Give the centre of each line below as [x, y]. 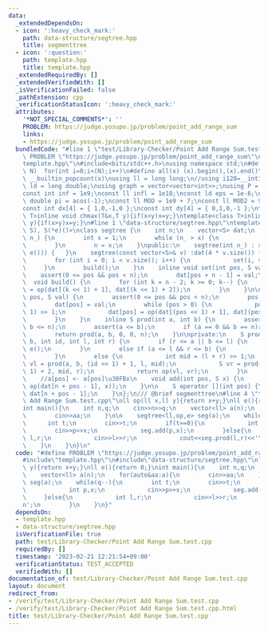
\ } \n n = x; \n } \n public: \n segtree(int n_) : [139, 245]
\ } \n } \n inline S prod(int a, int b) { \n [119, 320]
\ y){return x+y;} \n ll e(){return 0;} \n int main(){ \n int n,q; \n [139, 468]
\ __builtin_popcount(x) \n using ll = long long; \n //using [121, 179]
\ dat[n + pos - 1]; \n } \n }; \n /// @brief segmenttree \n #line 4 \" [141, 394]
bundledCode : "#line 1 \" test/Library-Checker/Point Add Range [122, 149]
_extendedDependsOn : [49, 23]
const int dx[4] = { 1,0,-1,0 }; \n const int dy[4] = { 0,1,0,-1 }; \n [141, 208]
